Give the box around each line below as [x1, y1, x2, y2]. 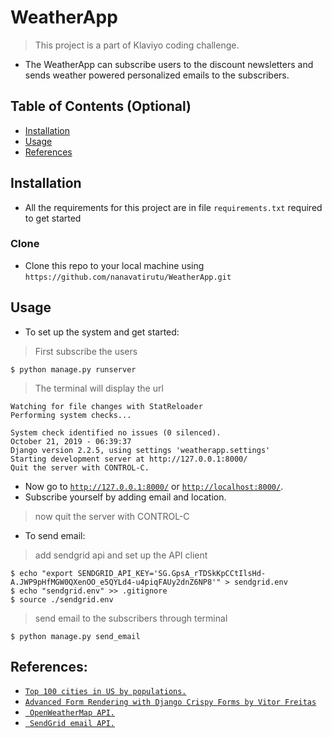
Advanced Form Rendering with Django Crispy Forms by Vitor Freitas [24, 697, 317, 708]
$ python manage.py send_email [10, 631, 141, 641]
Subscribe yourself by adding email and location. [24, 491, 227, 503]
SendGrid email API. [29, 719, 115, 729]
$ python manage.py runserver [10, 364, 137, 375]
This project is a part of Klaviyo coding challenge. [34, 39, 240, 51]
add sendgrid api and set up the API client [34, 549, 208, 561]
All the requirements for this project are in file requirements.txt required [24, 201, 323, 213]
